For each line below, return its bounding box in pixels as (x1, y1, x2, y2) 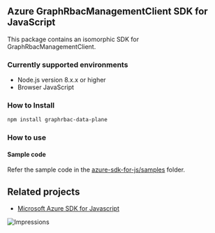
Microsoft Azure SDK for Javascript (17, 204, 120, 213)
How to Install (7, 100, 54, 110)
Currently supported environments (7, 59, 128, 69)
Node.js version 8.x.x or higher (17, 76, 106, 84)
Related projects (7, 186, 80, 197)
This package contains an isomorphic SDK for (7, 35, 140, 43)
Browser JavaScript (17, 83, 75, 91)
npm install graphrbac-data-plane (7, 116, 108, 123)
